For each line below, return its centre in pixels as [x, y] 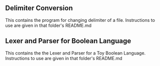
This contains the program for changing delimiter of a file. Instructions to [80, 20]
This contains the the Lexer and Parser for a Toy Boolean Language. [75, 53]
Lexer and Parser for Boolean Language [68, 41]
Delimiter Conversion [39, 8]
